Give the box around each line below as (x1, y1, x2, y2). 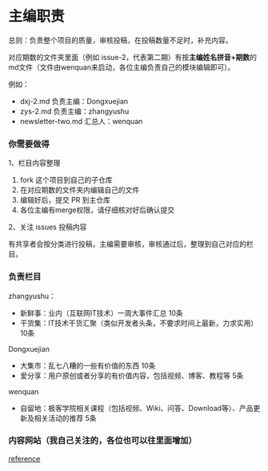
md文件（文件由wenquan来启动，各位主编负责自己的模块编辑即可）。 (8, 62, 235, 72)
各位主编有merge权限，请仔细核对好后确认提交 (19, 205, 175, 215)
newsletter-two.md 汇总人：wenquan (19, 116, 143, 126)
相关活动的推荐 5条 (34, 413, 98, 423)
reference (8, 453, 41, 463)
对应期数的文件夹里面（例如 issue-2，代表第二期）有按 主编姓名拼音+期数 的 (8, 52, 258, 62)
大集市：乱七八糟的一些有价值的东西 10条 (19, 360, 156, 370)
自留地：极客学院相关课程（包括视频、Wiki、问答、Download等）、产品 (19, 403, 254, 413)
